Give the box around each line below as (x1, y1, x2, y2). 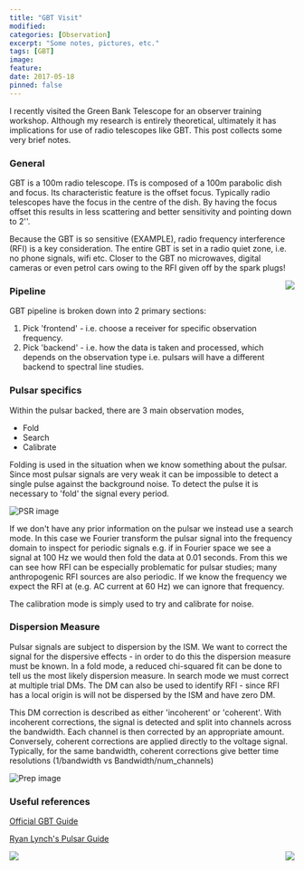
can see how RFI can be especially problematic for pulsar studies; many (9, 561, 278, 572)
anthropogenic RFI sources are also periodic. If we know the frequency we (9, 571, 288, 582)
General (9, 157, 45, 169)
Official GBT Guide (9, 816, 79, 827)
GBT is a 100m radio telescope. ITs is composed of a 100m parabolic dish (9, 177, 282, 188)
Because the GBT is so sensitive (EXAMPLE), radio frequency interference (9, 233, 286, 244)
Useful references (9, 795, 90, 808)
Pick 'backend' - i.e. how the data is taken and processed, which (22, 342, 264, 353)
